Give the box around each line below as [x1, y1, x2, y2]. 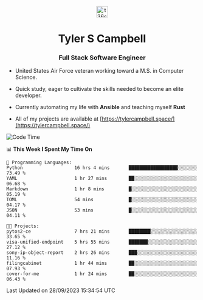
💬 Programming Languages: [6, 159, 72, 166]
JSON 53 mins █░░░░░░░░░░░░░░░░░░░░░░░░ [6, 207, 198, 213]
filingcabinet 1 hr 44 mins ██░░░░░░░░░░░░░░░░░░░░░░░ [6, 261, 198, 267]
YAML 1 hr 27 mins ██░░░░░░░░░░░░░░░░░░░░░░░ [6, 176, 198, 182]
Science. [15, 73, 38, 81]
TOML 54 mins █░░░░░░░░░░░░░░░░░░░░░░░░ [6, 197, 198, 203]
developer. [15, 92, 42, 99]
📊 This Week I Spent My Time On [6, 145, 92, 153]
